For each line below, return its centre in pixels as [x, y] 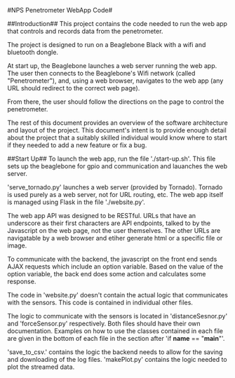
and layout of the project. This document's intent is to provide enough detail [117, 130]
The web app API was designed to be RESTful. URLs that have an [102, 216]
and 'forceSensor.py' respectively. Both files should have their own [104, 323]
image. [17, 245]
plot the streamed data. [41, 367]
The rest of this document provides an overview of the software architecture [117, 123]
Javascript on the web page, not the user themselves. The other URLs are [114, 230]
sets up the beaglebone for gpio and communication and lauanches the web [117, 166]
